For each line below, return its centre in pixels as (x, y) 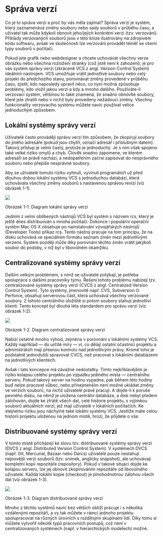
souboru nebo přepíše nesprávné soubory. (48, 163)
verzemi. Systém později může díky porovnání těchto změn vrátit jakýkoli (78, 242)
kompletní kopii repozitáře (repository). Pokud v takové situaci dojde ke (76, 464)
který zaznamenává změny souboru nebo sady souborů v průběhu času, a (80, 27)
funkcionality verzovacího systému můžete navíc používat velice (70, 105)
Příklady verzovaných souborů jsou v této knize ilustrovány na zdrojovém (78, 38)
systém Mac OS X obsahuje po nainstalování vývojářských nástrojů (72, 226)
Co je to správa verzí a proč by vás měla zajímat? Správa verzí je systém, (78, 22)
